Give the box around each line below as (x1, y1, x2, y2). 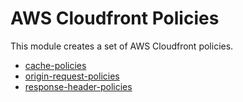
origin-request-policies (24, 70, 120, 82)
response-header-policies (24, 80, 133, 92)
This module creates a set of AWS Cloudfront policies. (10, 40, 234, 52)
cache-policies (24, 59, 87, 71)
